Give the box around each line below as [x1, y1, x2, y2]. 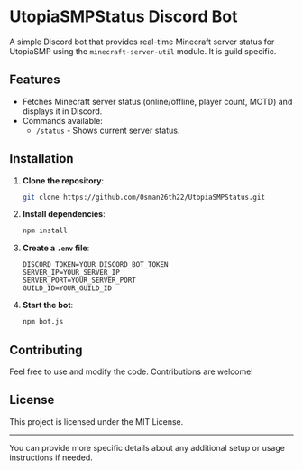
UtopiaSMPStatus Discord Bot [9, 6, 238, 27]
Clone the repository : [22, 174, 105, 186]
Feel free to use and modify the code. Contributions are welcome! [9, 366, 254, 377]
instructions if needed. [9, 452, 93, 463]
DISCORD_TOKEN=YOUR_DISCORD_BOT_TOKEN [22, 260, 169, 269]
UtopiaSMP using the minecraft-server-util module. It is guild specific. [9, 45, 277, 56]
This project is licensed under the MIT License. [9, 416, 184, 427]
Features [9, 72, 60, 88]
